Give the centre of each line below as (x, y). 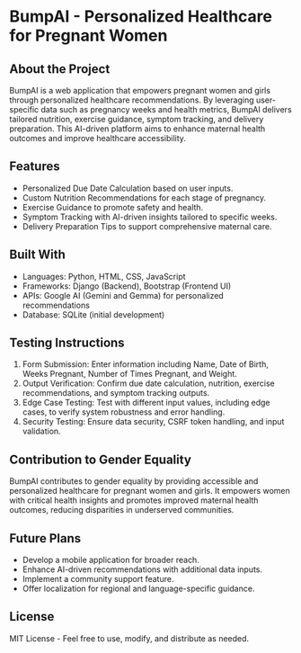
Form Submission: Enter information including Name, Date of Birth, (146, 364)
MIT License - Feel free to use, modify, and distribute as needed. (129, 638)
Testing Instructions (67, 343)
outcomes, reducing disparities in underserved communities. (122, 510)
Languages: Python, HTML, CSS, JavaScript (104, 276)
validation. (41, 431)
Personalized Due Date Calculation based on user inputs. (128, 188)
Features (35, 167)
